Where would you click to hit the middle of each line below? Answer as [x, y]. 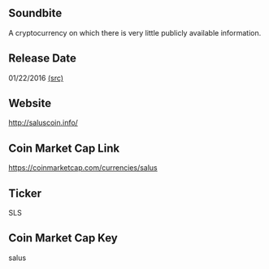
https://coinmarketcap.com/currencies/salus [83, 168]
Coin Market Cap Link [64, 148]
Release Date [43, 59]
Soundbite [35, 13]
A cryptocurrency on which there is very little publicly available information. [135, 32]
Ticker [25, 193]
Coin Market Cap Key [63, 238]
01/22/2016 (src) [36, 78]
